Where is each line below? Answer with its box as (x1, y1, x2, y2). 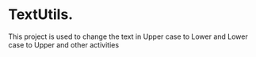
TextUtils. (8, 6, 74, 24)
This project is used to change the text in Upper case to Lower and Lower (8, 32, 248, 41)
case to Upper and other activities (8, 40, 120, 49)
